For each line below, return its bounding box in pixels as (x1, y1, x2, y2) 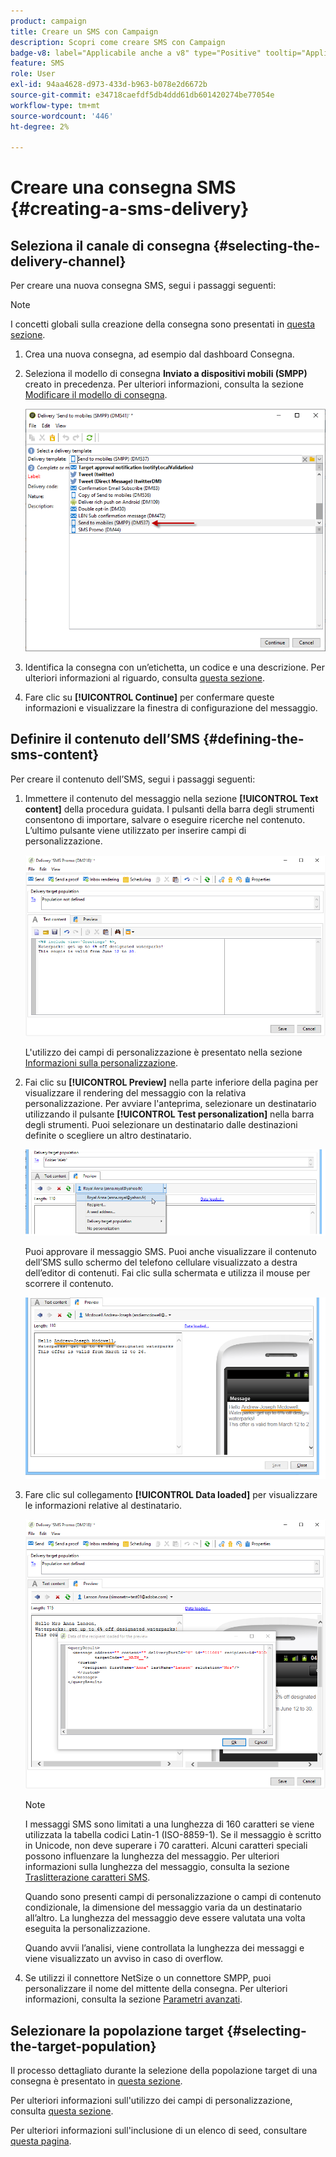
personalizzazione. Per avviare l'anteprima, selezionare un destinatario (24, 1097, 317, 1109)
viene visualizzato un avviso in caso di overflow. (24, 1953, 224, 1965)
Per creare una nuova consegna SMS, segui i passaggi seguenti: (10, 280, 277, 292)
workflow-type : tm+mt (10, 100, 101, 110)
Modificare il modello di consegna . (24, 389, 168, 401)
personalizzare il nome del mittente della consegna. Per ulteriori (24, 1983, 288, 1995)
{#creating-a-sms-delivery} (10, 198, 250, 220)
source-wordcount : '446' (10, 111, 114, 121)
